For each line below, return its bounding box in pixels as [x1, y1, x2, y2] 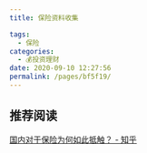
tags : [9, 29, 30, 39]
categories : [9, 46, 54, 56]
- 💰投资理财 [17, 56, 60, 65]
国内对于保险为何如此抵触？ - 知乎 [9, 134, 138, 145]
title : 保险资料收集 [9, 13, 79, 23]
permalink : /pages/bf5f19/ [9, 72, 112, 82]
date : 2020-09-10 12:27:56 [9, 64, 112, 73]
